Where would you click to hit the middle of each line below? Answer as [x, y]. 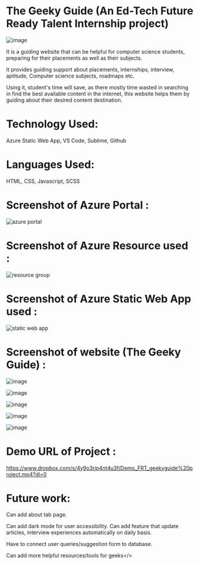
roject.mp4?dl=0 [26, 474]
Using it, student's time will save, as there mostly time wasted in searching [97, 87]
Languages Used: [50, 165]
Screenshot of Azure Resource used [97, 246]
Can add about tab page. [37, 515]
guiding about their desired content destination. [64, 100]
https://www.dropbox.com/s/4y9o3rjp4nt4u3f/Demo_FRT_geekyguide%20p [99, 468]
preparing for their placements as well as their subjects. [74, 58]
